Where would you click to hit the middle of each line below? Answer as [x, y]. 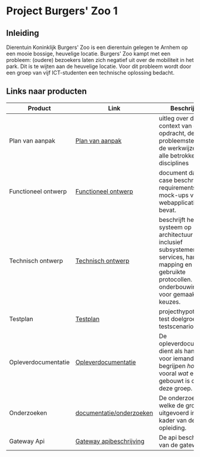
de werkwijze [177, 148]
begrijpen [172, 366]
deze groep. [176, 388]
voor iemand [176, 358]
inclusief [171, 242]
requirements [177, 187]
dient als [171, 351]
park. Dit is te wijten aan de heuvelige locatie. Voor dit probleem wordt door [99, 66]
